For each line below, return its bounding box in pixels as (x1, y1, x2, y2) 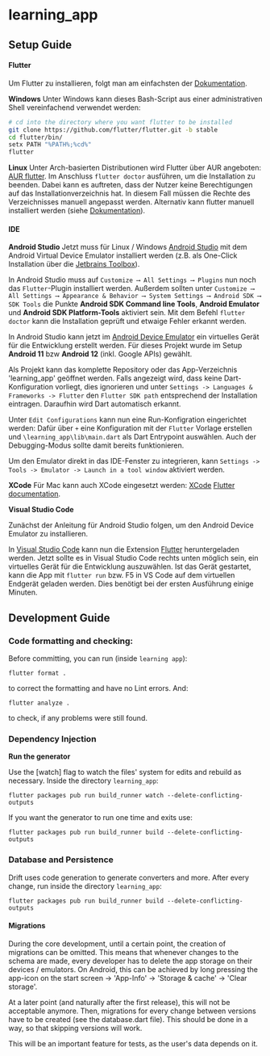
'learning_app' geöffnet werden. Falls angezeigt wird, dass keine (8, 373, 223, 383)
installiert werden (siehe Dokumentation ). (8, 206, 146, 216)
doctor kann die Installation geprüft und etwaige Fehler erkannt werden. (8, 317, 247, 326)
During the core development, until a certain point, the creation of (8, 939, 226, 949)
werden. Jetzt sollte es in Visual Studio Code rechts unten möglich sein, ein (8, 553, 259, 563)
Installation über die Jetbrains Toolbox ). (8, 259, 140, 269)
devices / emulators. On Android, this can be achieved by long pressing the (8, 964, 258, 974)
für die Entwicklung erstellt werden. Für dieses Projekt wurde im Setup (8, 341, 243, 351)
